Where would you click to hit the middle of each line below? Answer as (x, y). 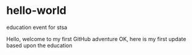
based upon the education (39, 45)
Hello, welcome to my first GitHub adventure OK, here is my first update (96, 39)
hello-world (37, 11)
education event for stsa (37, 27)
